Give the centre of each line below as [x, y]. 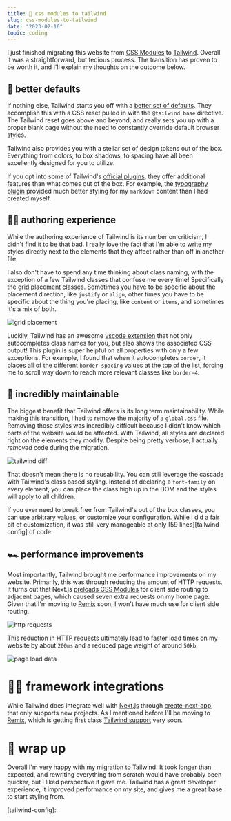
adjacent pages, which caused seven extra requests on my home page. [109, 596]
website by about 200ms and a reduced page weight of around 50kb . [102, 645]
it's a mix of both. [32, 309]
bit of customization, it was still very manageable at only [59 [92, 524]
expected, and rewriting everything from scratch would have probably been [114, 775]
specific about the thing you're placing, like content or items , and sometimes [116, 301]
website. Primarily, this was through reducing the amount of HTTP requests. [115, 582]
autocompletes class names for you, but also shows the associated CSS [109, 343]
